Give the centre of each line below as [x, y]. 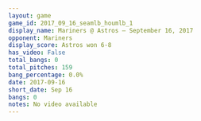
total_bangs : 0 [33, 60]
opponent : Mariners [41, 38]
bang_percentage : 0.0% [46, 75]
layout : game [30, 16]
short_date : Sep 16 [41, 90]
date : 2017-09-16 [37, 82]
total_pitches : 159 [41, 68]
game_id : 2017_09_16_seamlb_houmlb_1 [71, 23]
